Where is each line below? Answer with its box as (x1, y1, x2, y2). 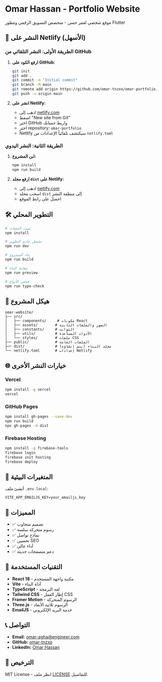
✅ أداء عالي (12, 543, 33, 549)
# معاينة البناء (5, 266, 28, 270)
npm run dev (5, 244, 29, 249)
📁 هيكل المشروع (5, 297, 50, 305)
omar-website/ (5, 310, 34, 315)
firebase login (5, 450, 36, 455)
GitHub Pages (5, 403, 38, 410)
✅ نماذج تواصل (12, 532, 40, 538)
